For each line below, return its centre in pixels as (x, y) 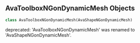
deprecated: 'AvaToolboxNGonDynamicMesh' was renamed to (70, 29)
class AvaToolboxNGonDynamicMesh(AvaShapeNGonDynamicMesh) (69, 20)
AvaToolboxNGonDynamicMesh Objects (70, 8)
